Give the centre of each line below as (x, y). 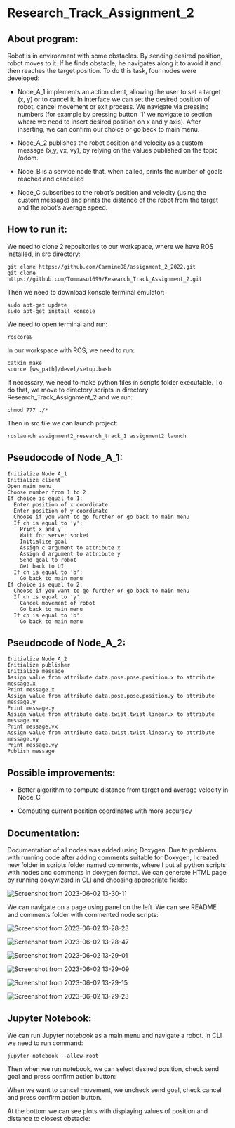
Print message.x (31, 690)
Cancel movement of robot (58, 603)
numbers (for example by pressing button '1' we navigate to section (115, 114)
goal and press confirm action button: (62, 1076)
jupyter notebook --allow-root (53, 1056)
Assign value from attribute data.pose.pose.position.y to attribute (111, 696)
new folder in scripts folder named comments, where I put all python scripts (117, 865)
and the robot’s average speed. (62, 207)
